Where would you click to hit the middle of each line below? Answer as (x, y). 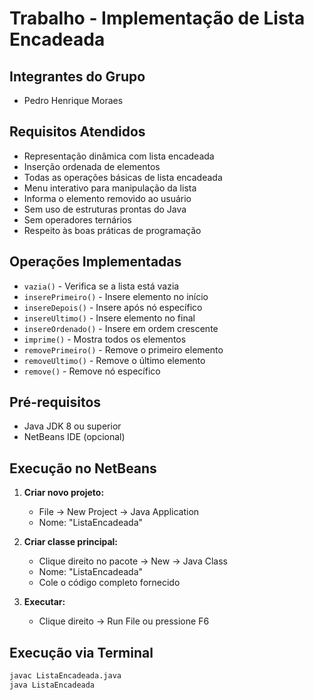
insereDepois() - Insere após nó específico (113, 307)
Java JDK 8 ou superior (72, 426)
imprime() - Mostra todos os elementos (105, 339)
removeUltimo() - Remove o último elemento (114, 360)
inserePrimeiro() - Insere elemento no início (116, 296)
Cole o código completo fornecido (109, 583)
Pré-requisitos (55, 402)
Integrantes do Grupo (77, 76)
